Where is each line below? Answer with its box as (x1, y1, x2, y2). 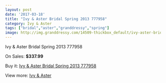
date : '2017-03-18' (5, 12, 45, 17)
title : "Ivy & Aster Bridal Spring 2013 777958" (5, 16, 107, 21)
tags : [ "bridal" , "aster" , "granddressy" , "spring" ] (5, 26, 110, 31)
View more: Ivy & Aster (5, 73, 52, 78)
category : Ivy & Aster (5, 21, 52, 26)
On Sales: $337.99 (5, 53, 43, 59)
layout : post (5, 7, 32, 12)
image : (5, 30, 19, 35)
